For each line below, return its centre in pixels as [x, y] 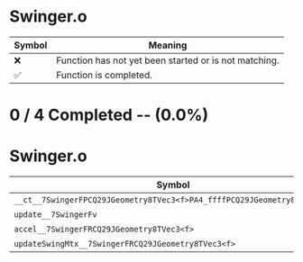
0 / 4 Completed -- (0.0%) [109, 115]
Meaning [168, 45]
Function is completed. [104, 75]
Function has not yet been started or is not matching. [167, 60]
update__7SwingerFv [55, 215]
